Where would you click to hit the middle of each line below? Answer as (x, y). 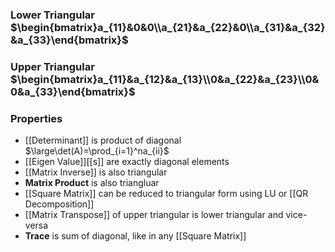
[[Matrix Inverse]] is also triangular (96, 172)
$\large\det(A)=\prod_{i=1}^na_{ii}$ (97, 151)
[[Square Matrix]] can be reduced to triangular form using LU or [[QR (166, 194)
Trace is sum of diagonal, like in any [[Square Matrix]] (135, 236)
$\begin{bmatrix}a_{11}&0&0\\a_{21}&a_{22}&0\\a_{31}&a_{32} (168, 27)
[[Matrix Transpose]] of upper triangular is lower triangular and (154, 215)
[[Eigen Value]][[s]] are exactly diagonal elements (127, 162)
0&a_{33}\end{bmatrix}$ (73, 91)
